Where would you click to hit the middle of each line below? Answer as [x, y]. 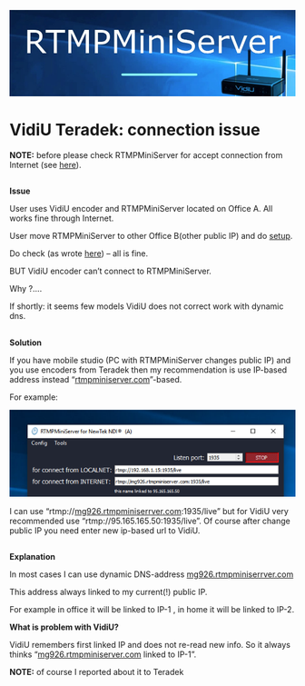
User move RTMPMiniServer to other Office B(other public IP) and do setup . [151, 236]
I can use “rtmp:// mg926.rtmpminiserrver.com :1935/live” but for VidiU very [149, 511]
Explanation [33, 557]
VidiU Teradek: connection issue [135, 130]
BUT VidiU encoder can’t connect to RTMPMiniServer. [110, 271]
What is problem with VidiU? [64, 627]
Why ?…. [26, 289]
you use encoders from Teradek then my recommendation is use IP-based [148, 370]
